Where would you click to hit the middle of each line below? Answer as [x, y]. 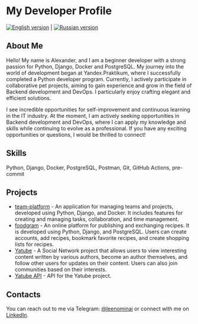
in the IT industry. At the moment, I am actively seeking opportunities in [93, 116]
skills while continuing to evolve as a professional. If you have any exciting [97, 128]
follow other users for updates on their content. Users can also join [96, 263]
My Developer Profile [59, 11]
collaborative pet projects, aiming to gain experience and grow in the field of [99, 85]
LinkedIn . [17, 315]
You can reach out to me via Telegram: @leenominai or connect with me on [98, 309]
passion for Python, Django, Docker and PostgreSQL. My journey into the [95, 66]
